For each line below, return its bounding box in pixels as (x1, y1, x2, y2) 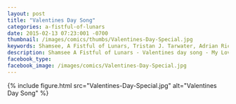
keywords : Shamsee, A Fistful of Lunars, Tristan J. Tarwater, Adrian (7, 43, 218, 50)
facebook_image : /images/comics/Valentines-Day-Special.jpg (7, 62, 188, 69)
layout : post (7, 10, 46, 17)
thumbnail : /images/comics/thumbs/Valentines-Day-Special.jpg (7, 36, 193, 43)
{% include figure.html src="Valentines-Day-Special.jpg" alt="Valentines (7, 81, 218, 89)
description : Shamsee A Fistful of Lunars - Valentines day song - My (7, 50, 218, 57)
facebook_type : (7, 56, 52, 63)
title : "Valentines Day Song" (7, 17, 96, 24)
